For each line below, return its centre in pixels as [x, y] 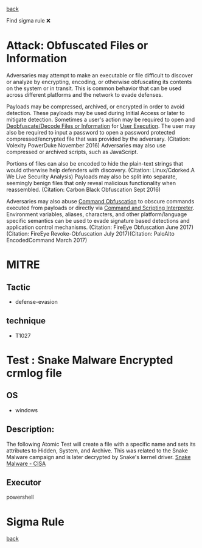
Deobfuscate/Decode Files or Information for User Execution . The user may [101, 126]
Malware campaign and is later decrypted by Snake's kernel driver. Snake [99, 457]
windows [26, 410]
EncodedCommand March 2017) [47, 240]
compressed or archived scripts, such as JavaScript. [72, 152]
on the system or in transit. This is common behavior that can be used [94, 88]
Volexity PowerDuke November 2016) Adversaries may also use [86, 145]
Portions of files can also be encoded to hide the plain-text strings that [95, 163]
